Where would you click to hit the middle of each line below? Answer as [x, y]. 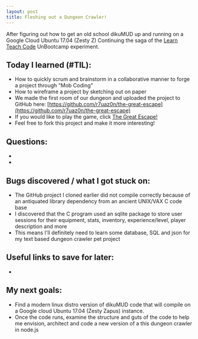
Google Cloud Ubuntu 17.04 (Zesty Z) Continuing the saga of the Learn [92, 40]
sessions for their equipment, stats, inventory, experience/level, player [100, 220]
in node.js [27, 330]
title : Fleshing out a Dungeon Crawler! [57, 17]
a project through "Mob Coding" [54, 86]
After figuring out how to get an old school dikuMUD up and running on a [95, 34]
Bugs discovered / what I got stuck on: [78, 181]
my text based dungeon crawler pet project [67, 239]
